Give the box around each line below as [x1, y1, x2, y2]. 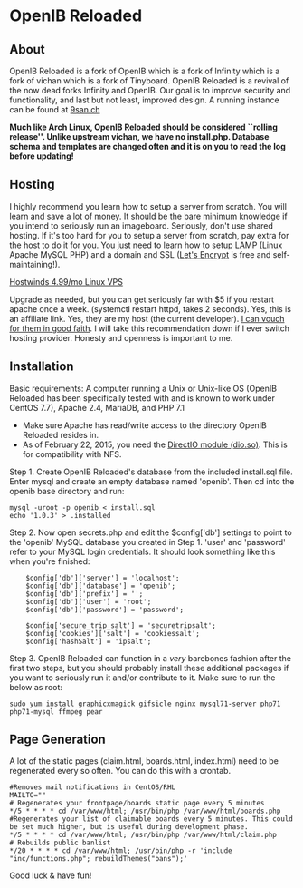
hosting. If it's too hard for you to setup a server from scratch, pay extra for [9, 229, 289, 240]
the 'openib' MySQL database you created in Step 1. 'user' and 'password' [9, 536, 287, 547]
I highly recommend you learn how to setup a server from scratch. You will [9, 200, 288, 211]
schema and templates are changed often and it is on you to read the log [9, 141, 287, 151]
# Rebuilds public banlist [9, 838, 111, 848]
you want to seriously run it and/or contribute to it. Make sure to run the [9, 672, 276, 683]
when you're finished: [9, 555, 90, 567]
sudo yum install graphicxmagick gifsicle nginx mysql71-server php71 [9, 699, 281, 708]
